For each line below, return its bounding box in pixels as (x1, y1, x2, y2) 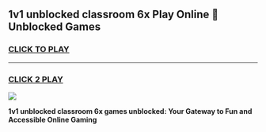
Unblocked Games (8, 21, 101, 34)
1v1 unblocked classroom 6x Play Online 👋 (8, 8, 219, 21)
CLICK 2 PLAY (8, 74, 63, 85)
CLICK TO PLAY (8, 44, 70, 55)
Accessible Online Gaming (8, 115, 97, 124)
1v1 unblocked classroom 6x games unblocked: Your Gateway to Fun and (8, 106, 253, 115)
